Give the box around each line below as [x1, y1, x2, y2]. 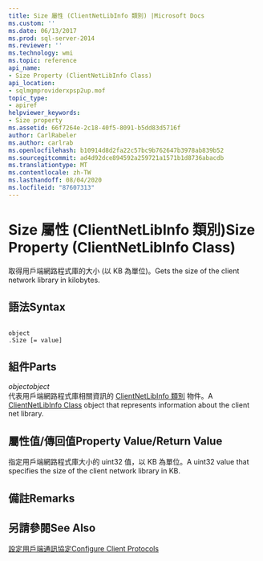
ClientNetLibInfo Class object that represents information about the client [8, 400, 250, 410]
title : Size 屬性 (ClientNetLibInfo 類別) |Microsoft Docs [8, 11, 205, 20]
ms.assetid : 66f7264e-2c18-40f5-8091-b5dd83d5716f [8, 124, 181, 132]
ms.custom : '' [8, 19, 56, 27]
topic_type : [8, 94, 48, 102]
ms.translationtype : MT [8, 162, 88, 170]
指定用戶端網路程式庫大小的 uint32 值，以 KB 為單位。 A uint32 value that [8, 457, 250, 467]
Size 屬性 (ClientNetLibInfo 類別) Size [8, 220, 255, 239]
